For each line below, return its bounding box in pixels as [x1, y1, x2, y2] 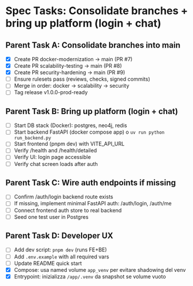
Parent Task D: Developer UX [5, 231, 114, 241]
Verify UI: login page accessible [13, 154, 92, 161]
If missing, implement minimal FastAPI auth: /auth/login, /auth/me [13, 200, 172, 207]
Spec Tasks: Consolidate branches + [5, 4, 188, 18]
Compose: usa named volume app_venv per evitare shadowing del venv [13, 266, 186, 273]
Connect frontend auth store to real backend [13, 207, 122, 214]
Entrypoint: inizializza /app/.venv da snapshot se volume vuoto [13, 272, 167, 280]
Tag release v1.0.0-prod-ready [13, 89, 88, 96]
